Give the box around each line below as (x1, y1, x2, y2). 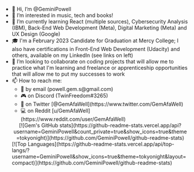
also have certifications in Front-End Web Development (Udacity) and (11, 46, 180, 52)
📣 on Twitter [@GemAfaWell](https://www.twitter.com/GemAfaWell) (20, 100, 183, 107)
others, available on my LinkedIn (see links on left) (11, 52, 133, 59)
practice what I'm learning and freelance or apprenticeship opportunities (11, 65, 188, 71)
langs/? (11, 147, 30, 154)
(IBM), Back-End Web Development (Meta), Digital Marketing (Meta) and (11, 24, 187, 31)
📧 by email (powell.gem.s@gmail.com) (20, 86, 113, 92)
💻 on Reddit (20, 107, 51, 114)
